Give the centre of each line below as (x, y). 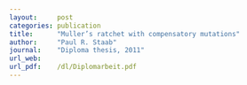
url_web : (25, 58)
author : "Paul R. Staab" (63, 42)
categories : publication (55, 26)
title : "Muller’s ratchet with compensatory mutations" (125, 34)
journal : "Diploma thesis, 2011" (77, 50)
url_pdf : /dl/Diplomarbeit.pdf (73, 67)
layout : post (41, 17)
